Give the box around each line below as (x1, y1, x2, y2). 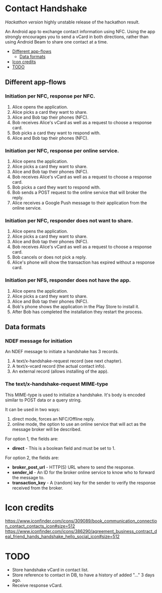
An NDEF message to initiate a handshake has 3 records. (5, 349, 119, 355)
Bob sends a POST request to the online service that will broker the (12, 189, 147, 195)
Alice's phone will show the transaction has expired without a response (12, 259, 155, 265)
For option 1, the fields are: (5, 436, 58, 442)
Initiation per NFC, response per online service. (5, 147, 119, 154)
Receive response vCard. (12, 582, 63, 589)
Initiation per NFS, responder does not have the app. (5, 277, 131, 284)
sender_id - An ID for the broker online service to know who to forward (12, 469, 155, 475)
